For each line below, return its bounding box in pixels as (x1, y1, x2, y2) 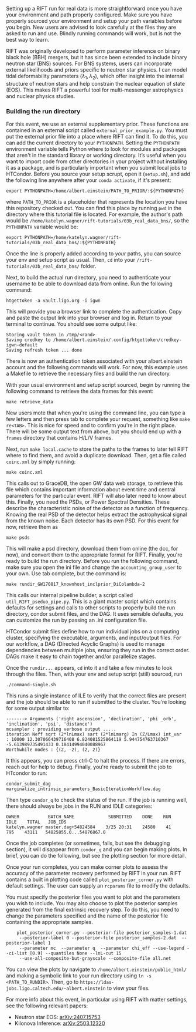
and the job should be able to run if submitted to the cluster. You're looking (6, 699, 186, 706)
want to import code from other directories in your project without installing (6, 158, 187, 165)
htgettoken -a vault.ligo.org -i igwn (6, 298, 101, 304)
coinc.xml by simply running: (6, 458, 76, 466)
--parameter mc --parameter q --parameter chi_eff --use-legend (19, 945, 184, 952)
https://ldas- (80, 980, 115, 986)
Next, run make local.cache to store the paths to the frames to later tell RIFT (6, 446, 188, 453)
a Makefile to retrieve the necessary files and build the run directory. (6, 370, 171, 377)
